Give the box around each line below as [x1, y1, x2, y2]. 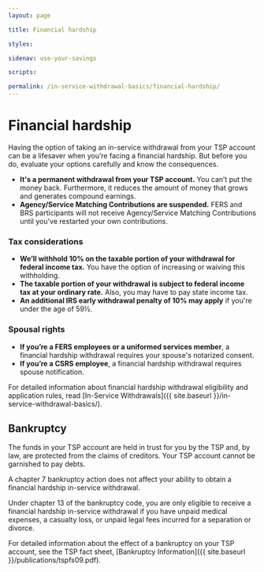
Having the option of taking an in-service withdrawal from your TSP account [8, 143, 256, 152]
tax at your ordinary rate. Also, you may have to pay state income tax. [19, 288, 248, 297]
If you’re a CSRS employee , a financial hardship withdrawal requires [19, 358, 242, 368]
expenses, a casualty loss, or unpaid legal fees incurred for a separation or [8, 515, 251, 525]
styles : [8, 40, 34, 48]
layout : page [8, 11, 51, 20]
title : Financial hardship [8, 25, 97, 34]
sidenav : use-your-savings [8, 54, 97, 62]
